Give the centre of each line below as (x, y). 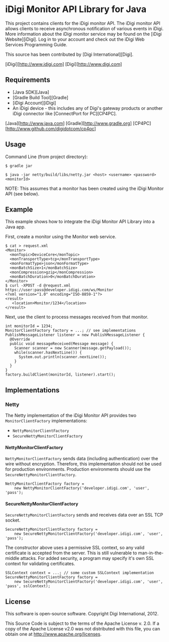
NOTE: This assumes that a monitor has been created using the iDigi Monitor (84, 188)
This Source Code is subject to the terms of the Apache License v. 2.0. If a (82, 623)
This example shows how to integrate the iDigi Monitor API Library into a (80, 222)
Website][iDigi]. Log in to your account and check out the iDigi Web (75, 39)
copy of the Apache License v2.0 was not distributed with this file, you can (82, 629)
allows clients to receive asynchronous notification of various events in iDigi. (84, 28)
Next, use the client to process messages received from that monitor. (77, 317)
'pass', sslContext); (28, 586)
